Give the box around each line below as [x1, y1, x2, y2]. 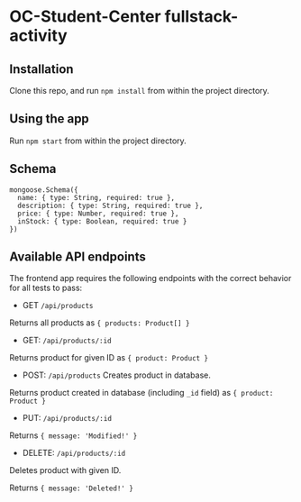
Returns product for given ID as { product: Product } [9, 352, 209, 363]
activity [9, 25, 68, 46]
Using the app [9, 111, 90, 127]
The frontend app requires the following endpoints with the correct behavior [9, 273, 292, 284]
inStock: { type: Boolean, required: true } [17, 216, 187, 226]
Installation [9, 61, 74, 77]
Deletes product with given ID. [9, 465, 122, 476]
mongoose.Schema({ [9, 185, 78, 195]
